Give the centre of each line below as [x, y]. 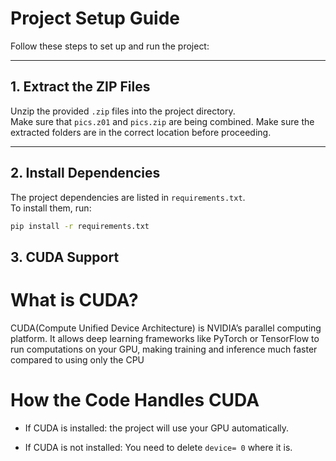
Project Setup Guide [95, 18]
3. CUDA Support [65, 257]
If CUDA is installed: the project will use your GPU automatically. [157, 428]
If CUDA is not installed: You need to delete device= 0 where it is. [158, 447]
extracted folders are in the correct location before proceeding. [141, 132]
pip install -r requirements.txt [80, 226]
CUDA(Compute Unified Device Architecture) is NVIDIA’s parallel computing [166, 328]
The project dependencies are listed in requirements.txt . [128, 197]
